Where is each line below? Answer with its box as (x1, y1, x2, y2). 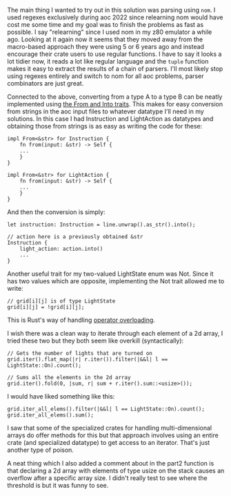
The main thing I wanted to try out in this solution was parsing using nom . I (7, 6, 216, 14)
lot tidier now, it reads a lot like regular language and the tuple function (7, 57, 209, 65)
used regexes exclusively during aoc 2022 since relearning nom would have (7, 13, 223, 21)
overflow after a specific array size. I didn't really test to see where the (7, 474, 208, 482)
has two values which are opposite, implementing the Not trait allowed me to (7, 277, 225, 285)
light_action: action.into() (19, 245, 103, 252)
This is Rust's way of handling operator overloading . (7, 316, 155, 324)
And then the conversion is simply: (7, 208, 106, 216)
